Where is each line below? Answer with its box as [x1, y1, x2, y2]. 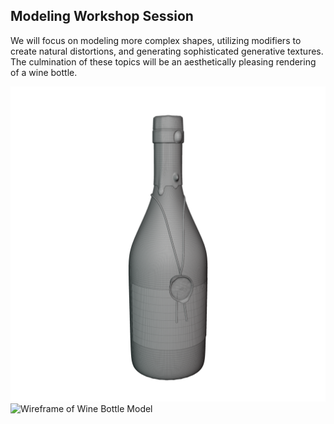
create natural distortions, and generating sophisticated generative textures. [10, 45, 324, 57]
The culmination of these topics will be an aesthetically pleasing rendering [10, 55, 317, 68]
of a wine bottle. [10, 66, 78, 78]
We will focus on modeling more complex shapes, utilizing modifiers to [10, 34, 302, 46]
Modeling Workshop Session [10, 8, 194, 25]
